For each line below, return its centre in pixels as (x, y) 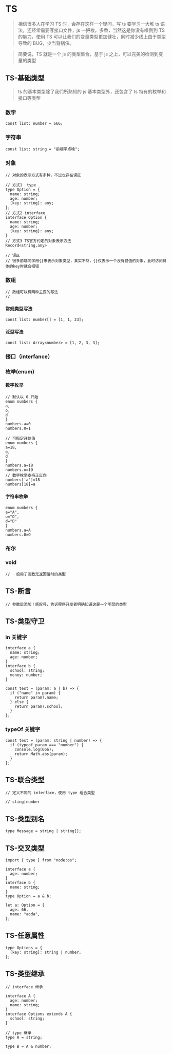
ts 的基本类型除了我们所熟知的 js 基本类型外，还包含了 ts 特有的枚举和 (92, 91)
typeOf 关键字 (23, 729)
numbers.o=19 (19, 470)
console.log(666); (34, 749)
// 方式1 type (21, 185)
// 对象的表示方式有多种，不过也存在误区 (43, 175)
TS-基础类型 (25, 78)
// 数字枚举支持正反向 (26, 476)
